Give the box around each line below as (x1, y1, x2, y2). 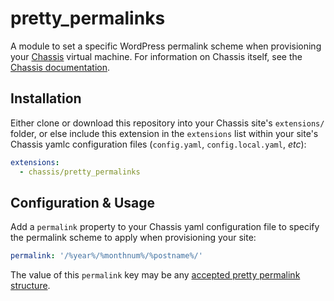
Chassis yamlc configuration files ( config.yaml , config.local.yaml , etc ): (10, 138, 307, 150)
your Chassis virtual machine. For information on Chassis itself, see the (10, 50, 303, 62)
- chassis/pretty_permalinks (19, 167, 141, 177)
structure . (10, 280, 51, 292)
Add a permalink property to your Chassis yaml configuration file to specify (10, 221, 320, 233)
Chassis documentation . (10, 61, 110, 73)
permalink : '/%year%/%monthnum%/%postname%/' (10, 251, 203, 261)
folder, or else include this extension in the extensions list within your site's (10, 127, 319, 139)
